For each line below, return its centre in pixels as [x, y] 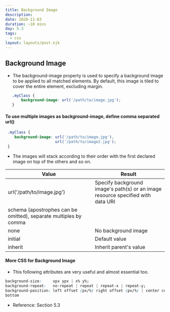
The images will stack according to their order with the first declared [84, 156]
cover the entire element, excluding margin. [58, 86]
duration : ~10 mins [26, 24]
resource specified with [123, 195]
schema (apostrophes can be [42, 209]
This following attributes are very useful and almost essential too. [81, 272]
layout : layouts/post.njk [32, 43]
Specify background [119, 183]
